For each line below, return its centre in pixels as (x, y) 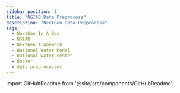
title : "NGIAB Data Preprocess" (46, 17)
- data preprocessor (37, 67)
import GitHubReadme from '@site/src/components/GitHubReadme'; (90, 84)
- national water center (42, 56)
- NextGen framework (37, 45)
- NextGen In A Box (36, 34)
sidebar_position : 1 (32, 12)
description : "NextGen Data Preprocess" (57, 23)
